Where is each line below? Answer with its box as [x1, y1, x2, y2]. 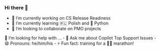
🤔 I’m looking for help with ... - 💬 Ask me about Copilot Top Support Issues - [4, 35, 157, 41]
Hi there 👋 [4, 4, 29, 11]
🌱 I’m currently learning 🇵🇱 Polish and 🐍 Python [11, 20, 109, 26]
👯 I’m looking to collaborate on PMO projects [11, 26, 101, 32]
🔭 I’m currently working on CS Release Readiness [11, 15, 111, 21]
